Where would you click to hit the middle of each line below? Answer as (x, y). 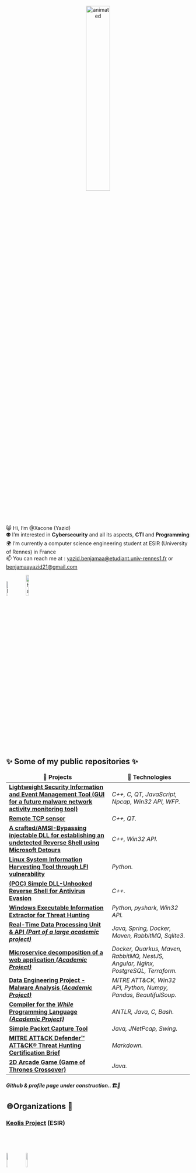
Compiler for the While (41, 1004)
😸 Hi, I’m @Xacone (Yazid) (38, 528)
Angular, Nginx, (133, 963)
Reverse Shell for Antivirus (47, 891)
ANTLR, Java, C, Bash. (143, 1011)
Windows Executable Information (56, 908)
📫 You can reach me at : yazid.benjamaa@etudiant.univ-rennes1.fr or (90, 558)
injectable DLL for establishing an (57, 835)
